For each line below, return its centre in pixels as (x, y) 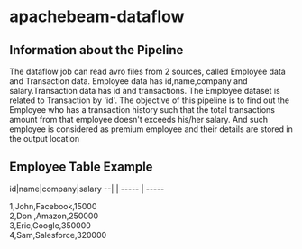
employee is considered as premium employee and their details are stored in (151, 129)
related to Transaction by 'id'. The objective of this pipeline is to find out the (150, 100)
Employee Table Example (81, 167)
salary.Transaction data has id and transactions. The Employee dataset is (145, 91)
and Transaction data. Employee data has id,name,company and (128, 81)
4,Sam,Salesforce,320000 (58, 235)
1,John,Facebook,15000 (53, 206)
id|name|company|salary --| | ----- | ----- (87, 189)
